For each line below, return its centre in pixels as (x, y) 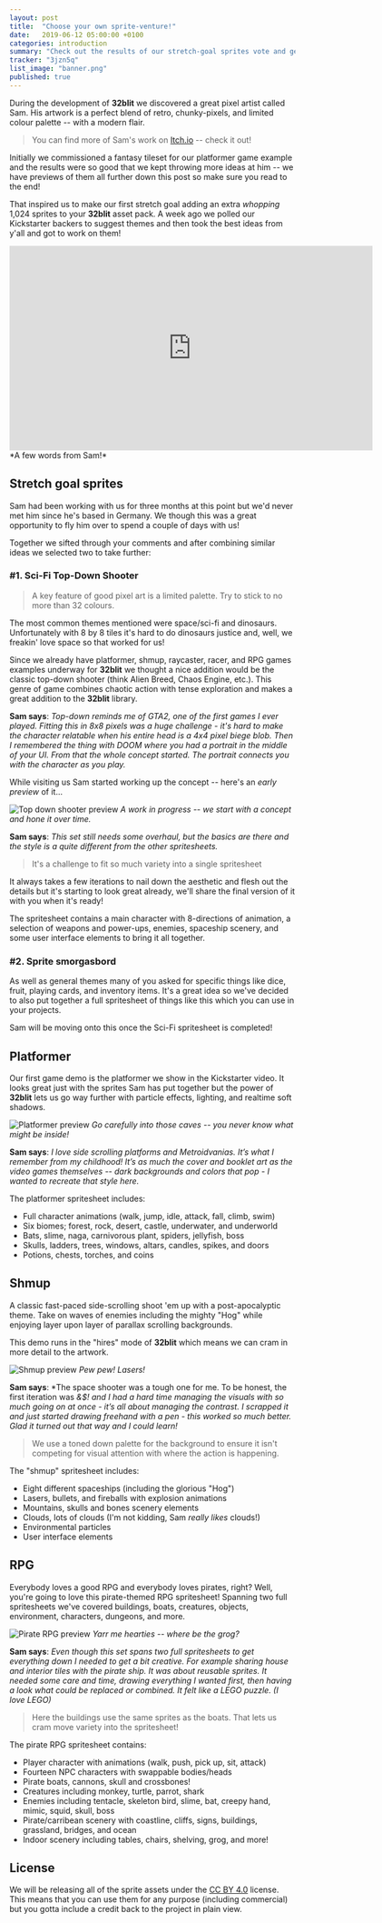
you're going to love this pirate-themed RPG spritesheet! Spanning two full (148, 1597)
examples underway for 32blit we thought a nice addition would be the (142, 669)
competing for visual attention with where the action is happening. (155, 1453)
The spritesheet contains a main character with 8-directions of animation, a (150, 918)
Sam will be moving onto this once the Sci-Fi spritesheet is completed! (141, 1027)
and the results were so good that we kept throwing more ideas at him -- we (152, 167)
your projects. (35, 1010)
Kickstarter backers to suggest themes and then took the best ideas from (146, 223)
